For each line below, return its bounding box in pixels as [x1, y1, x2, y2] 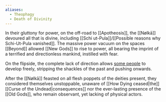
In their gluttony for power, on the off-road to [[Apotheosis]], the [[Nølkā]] [5, 30, 156, 36]
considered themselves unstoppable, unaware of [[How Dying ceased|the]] [5, 81, 160, 87]
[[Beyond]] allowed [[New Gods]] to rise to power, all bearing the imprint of [5, 46, 159, 52]
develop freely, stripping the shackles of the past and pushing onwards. [5, 66, 153, 72]
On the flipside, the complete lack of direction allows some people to [5, 60, 146, 67]
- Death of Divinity [9, 16, 52, 21]
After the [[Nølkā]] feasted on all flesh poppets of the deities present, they [5, 75, 157, 82]
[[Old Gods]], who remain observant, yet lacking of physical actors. [5, 91, 143, 97]
